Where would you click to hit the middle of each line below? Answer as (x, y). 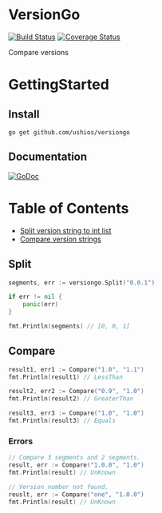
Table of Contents (69, 208)
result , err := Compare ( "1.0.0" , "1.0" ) (77, 465)
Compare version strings (60, 239)
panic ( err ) (41, 304)
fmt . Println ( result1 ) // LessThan (66, 377)
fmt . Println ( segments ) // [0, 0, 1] (69, 326)
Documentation (48, 157)
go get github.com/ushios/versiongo (69, 132)
